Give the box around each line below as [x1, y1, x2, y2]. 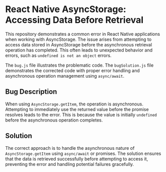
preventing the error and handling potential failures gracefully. [5, 161, 134, 167]
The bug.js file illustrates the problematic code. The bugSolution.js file [5, 62, 154, 68]
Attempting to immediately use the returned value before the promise [5, 106, 149, 112]
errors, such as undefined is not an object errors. [5, 52, 112, 59]
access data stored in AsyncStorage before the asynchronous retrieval [5, 41, 152, 47]
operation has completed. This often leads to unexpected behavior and [5, 47, 153, 53]
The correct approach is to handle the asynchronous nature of [5, 145, 135, 151]
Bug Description [5, 87, 57, 96]
